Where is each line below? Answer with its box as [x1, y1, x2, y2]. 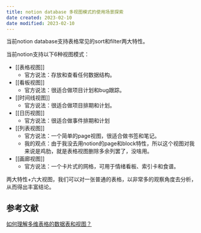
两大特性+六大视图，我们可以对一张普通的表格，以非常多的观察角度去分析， [6, 176, 197, 183]
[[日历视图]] [15, 109, 45, 116]
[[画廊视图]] [15, 155, 45, 162]
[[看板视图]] [15, 79, 45, 86]
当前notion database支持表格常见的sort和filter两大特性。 [6, 38, 149, 45]
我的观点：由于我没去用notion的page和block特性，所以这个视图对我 [24, 140, 195, 147]
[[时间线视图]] [15, 94, 51, 101]
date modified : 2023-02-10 [6, 20, 75, 26]
